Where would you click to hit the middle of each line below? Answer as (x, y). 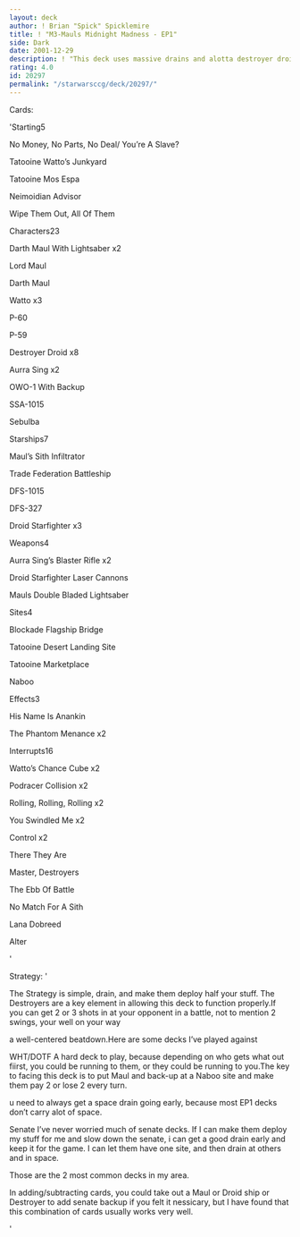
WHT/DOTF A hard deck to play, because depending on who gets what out (147, 1056)
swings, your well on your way (65, 1021)
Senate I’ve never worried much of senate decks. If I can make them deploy (148, 1129)
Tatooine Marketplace (49, 664)
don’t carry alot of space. (56, 1112)
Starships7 (29, 438)
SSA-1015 (27, 404)
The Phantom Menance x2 (58, 733)
